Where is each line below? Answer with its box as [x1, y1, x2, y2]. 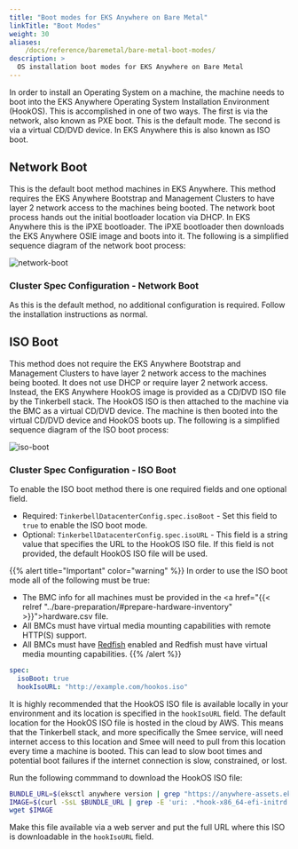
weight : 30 [9, 29, 50, 38]
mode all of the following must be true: [9, 575, 151, 586]
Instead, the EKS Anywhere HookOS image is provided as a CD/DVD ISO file [9, 386, 286, 397]
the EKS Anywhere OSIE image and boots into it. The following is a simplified [9, 230, 289, 241]
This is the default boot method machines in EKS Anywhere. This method [9, 183, 277, 194]
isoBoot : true [17, 674, 69, 683]
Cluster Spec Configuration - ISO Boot [9, 464, 176, 476]
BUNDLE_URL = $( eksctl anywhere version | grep [9, 789, 180, 798]
